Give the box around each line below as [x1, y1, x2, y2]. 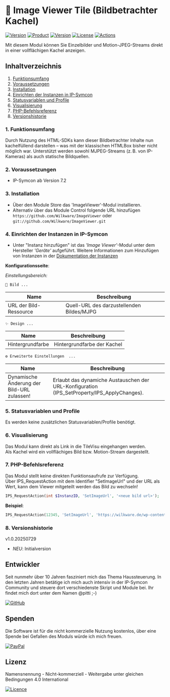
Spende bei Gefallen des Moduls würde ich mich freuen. [5, 633, 123, 639]
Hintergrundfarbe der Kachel [54, 340, 122, 347]
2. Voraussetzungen [5, 166, 57, 173]
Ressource [8, 308, 33, 315]
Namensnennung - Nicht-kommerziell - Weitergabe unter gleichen [5, 671, 143, 677]
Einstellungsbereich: [5, 272, 48, 278]
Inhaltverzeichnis [5, 62, 62, 70]
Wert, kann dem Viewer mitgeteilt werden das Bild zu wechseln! [5, 483, 138, 489]
